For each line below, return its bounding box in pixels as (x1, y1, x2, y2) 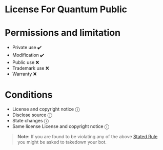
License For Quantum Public (5, 4, 128, 15)
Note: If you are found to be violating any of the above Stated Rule (17, 134, 158, 140)
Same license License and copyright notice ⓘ (12, 123, 110, 130)
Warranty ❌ (12, 71, 37, 77)
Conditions (5, 89, 53, 101)
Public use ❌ (12, 59, 39, 66)
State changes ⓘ (12, 118, 49, 124)
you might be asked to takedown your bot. (17, 139, 107, 145)
